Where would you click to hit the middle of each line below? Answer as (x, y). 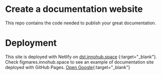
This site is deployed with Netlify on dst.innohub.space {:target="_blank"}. (81, 57)
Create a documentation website (74, 9)
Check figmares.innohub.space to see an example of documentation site (80, 62)
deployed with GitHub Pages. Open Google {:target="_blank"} (68, 67)
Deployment (31, 43)
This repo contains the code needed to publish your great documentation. (81, 23)
